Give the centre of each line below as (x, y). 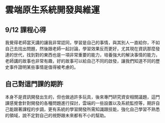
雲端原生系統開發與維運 (53, 10)
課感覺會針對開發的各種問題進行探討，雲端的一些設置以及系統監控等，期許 (80, 103)
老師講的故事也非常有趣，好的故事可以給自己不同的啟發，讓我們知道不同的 (80, 61)
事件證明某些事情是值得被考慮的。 (44, 67)
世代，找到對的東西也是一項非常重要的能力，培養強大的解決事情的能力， (87, 55)
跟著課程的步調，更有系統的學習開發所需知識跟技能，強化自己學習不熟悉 (87, 109)
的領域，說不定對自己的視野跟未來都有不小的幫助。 (57, 115)
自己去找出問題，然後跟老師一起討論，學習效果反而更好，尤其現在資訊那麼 (80, 49)
